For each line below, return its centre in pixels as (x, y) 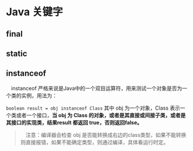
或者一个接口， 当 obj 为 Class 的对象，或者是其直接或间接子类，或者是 (101, 115)
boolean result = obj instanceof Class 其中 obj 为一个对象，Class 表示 (93, 108)
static (17, 53)
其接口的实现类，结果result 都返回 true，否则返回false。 (74, 122)
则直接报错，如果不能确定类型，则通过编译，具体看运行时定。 (94, 142)
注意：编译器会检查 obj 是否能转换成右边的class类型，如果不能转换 (106, 135)
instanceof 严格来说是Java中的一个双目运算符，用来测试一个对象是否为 (96, 88)
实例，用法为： (39, 95)
